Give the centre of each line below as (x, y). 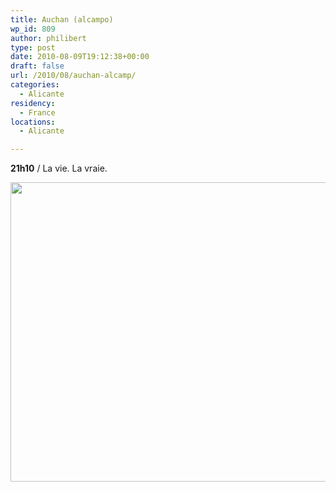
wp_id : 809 (33, 29)
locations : (33, 122)
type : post (33, 47)
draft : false (37, 66)
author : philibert (48, 38)
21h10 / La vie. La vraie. (59, 168)
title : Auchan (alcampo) (62, 19)
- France (37, 112)
